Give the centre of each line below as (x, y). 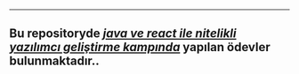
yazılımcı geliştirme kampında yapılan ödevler (140, 47)
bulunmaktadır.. (54, 60)
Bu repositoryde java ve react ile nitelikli (123, 33)
